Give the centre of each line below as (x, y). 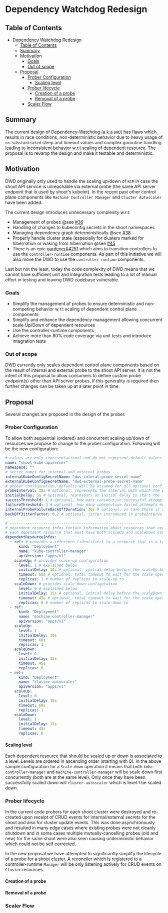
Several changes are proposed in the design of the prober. (65, 414)
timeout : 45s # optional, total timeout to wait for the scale (86, 598)
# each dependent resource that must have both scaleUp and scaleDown (80, 533)
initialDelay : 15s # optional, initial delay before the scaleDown (90, 593)
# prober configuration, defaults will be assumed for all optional (78, 486)
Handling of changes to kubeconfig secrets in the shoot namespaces (83, 227)
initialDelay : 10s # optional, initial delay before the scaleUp (88, 570)
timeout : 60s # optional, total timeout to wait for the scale (86, 575)
